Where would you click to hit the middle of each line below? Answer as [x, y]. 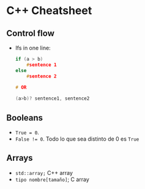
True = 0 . [27, 132]
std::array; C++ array [44, 172]
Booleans [25, 118]
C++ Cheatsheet [49, 11]
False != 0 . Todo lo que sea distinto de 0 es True [77, 139]
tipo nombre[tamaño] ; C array [52, 179]
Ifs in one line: [33, 48]
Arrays [20, 158]
